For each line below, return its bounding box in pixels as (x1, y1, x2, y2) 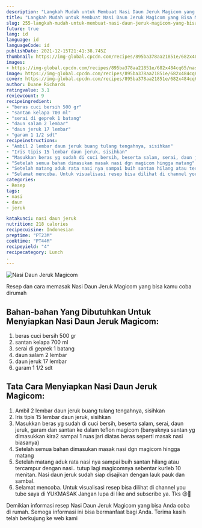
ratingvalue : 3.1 (6, 87, 50, 93)
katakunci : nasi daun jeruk (6, 216, 77, 222)
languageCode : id (6, 43, 50, 49)
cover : (6, 76, 23, 82)
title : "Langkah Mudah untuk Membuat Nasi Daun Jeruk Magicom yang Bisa (6, 14, 192, 20)
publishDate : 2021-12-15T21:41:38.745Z (6, 48, 106, 54)
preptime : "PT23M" (6, 232, 52, 238)
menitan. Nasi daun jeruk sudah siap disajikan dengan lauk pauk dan (14, 471, 185, 478)
